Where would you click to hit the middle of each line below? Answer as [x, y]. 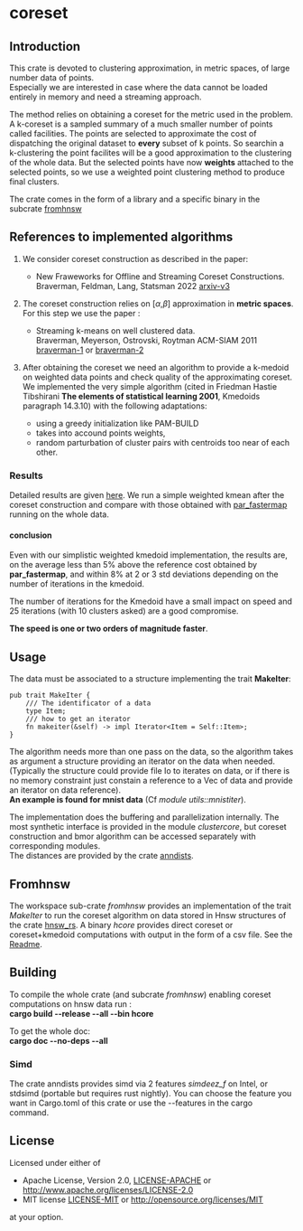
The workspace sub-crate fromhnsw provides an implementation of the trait [150, 906]
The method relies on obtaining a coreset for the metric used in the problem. [151, 114]
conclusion [31, 535]
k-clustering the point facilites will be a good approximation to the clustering [151, 153]
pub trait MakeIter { [50, 695]
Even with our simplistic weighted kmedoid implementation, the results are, [149, 555]
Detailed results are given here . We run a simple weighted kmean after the [147, 495]
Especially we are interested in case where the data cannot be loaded [138, 87]
